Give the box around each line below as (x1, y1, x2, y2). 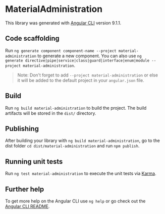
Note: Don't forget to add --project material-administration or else (17, 72, 158, 78)
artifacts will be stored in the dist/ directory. (5, 110, 97, 116)
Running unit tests (5, 157, 63, 166)
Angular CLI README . (5, 204, 50, 209)
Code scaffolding (5, 34, 59, 43)
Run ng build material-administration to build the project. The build (5, 105, 147, 111)
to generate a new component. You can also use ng (37, 53, 142, 59)
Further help (5, 185, 45, 193)
